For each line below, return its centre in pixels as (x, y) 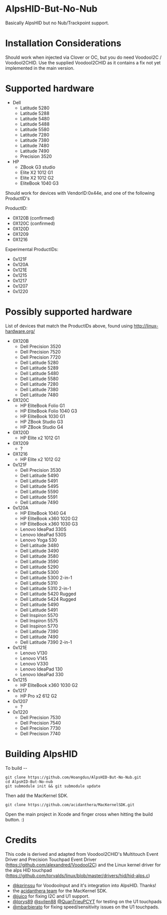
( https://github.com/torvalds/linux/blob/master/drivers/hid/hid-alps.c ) (78, 876)
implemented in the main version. (40, 68)
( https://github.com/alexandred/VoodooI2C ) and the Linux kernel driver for (83, 865)
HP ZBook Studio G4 (41, 427)
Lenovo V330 (34, 663)
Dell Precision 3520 (40, 346)
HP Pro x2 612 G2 (38, 696)
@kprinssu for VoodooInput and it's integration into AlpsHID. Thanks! (84, 885)
